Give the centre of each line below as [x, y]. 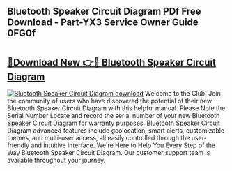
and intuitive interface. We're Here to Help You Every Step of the [123, 145]
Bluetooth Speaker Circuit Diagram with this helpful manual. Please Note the [116, 108]
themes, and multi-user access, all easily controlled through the [99, 138]
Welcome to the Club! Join [183, 93]
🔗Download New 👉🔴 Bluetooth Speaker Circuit [111, 62]
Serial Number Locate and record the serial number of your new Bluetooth [114, 116]
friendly [18, 145]
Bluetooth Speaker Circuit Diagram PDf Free [104, 12]
